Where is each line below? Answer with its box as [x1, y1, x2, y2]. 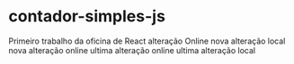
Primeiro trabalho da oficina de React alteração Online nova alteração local [8, 36, 286, 46]
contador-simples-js [8, 6, 165, 27]
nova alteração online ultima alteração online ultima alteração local [8, 44, 256, 55]
